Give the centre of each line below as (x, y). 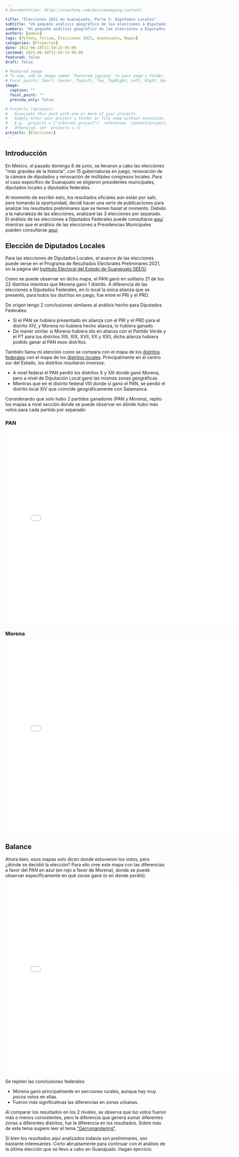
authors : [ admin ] (24, 34)
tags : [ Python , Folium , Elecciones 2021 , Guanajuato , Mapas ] (72, 38)
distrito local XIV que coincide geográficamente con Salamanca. (80, 389)
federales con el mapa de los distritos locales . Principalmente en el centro (83, 358)
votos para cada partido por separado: (46, 410)
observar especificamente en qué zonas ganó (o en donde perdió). (76, 875)
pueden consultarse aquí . (32, 230)
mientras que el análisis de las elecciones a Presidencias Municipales (78, 224)
